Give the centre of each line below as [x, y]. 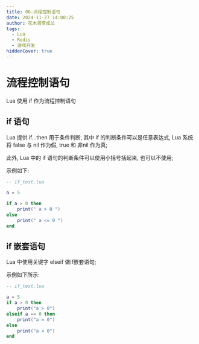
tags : [13, 29]
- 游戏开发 [24, 46]
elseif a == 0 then [31, 314]
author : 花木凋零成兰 [31, 23]
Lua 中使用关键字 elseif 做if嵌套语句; [51, 262]
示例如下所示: [23, 275]
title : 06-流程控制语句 [33, 12]
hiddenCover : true [29, 51]
